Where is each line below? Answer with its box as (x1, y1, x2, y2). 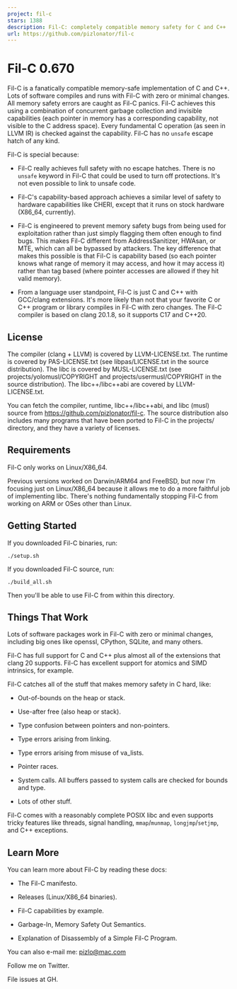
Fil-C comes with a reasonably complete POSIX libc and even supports (7, 811, 214, 820)
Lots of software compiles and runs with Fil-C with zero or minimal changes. (7, 91, 230, 100)
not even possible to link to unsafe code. (17, 179, 137, 188)
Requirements (7, 444, 71, 457)
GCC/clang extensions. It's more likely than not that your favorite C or (17, 295, 221, 304)
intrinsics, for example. (7, 666, 74, 675)
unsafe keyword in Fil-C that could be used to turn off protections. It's (17, 171, 221, 181)
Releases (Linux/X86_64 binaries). (17, 893, 117, 901)
